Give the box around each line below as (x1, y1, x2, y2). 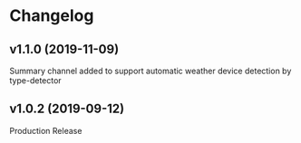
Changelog (9, 5, 94, 26)
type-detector (9, 75, 62, 86)
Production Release (9, 125, 83, 136)
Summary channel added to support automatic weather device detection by (9, 65, 292, 76)
